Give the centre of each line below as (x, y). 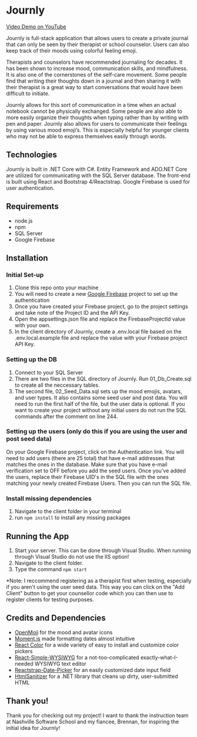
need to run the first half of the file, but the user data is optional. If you (100, 404)
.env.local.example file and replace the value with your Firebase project (101, 338)
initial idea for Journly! (33, 728)
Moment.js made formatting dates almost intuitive (75, 638)
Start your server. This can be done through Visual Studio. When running (103, 550)
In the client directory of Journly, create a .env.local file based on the (98, 332)
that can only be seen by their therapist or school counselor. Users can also (98, 44)
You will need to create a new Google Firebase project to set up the (96, 294)
